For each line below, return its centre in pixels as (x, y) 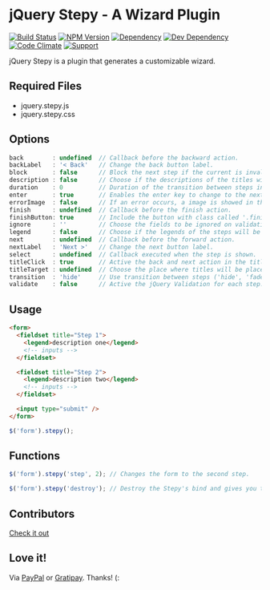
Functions (35, 456)
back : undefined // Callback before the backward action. (124, 158)
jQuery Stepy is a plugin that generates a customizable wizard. (112, 61)
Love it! (28, 558)
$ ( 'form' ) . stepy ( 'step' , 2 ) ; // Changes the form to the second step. (129, 475)
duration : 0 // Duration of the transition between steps (131, 188)
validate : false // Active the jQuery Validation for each (126, 285)
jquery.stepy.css (48, 114)
